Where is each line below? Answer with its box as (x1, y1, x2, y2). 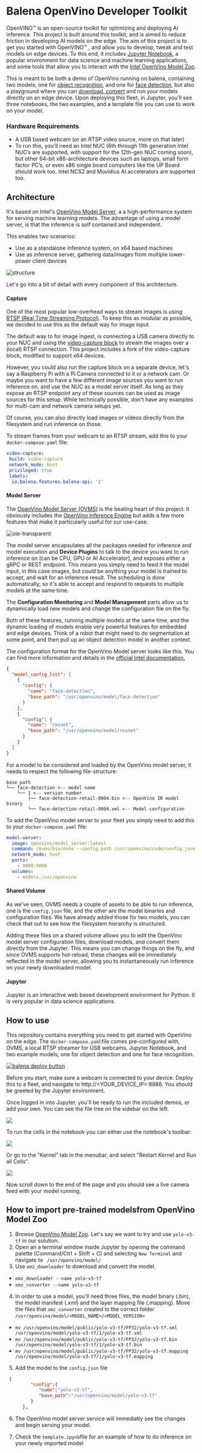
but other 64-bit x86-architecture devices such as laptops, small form (14, 155, 189, 162)
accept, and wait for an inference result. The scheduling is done (6, 574, 165, 581)
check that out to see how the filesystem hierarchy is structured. (6, 920, 167, 927)
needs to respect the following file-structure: (6, 768, 118, 775)
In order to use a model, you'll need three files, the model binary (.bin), (14, 1292, 191, 1300)
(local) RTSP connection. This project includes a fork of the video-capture (6, 345, 190, 353)
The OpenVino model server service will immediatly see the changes (14, 1415, 186, 1422)
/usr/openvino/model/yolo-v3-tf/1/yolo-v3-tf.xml (14, 1330, 143, 1336)
